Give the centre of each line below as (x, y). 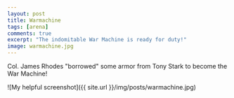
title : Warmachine (34, 20)
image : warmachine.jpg (40, 46)
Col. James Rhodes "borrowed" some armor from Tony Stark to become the (117, 66)
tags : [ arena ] (28, 27)
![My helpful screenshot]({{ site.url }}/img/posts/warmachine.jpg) (102, 87)
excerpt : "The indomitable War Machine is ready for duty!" (97, 40)
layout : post (26, 14)
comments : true (30, 33)
